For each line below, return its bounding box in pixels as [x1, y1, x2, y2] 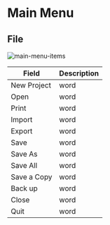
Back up [11, 183, 38, 193]
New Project [11, 80, 51, 90]
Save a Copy [11, 172, 53, 181]
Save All [11, 161, 38, 170]
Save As [11, 150, 38, 159]
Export [11, 126, 33, 135]
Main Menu [7, 5, 74, 21]
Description [59, 68, 99, 78]
